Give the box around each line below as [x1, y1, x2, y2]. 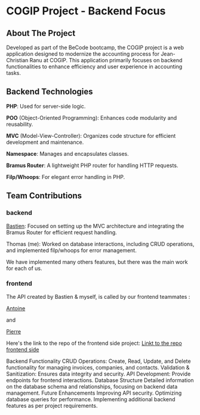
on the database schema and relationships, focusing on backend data [6, 383, 178, 390]
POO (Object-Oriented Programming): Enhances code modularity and [6, 114, 177, 121]
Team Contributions [6, 190, 82, 201]
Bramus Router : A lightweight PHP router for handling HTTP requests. [6, 162, 179, 169]
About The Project [6, 28, 76, 38]
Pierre [6, 328, 21, 335]
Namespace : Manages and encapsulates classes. [6, 150, 130, 157]
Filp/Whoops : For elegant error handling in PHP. [6, 173, 125, 180]
